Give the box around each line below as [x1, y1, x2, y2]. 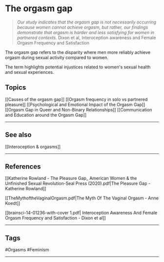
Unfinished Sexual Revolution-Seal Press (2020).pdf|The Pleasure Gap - [5, 180, 150, 186]
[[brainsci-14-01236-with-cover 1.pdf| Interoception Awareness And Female [5, 210, 158, 216]
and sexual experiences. [5, 69, 55, 75]
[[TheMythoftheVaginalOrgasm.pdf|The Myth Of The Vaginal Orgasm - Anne [5, 195, 159, 201]
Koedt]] [5, 200, 20, 206]
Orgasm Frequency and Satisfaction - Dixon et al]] [5, 215, 106, 221]
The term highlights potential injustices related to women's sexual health [5, 64, 151, 70]
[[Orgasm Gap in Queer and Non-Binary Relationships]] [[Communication [5, 107, 152, 112]
